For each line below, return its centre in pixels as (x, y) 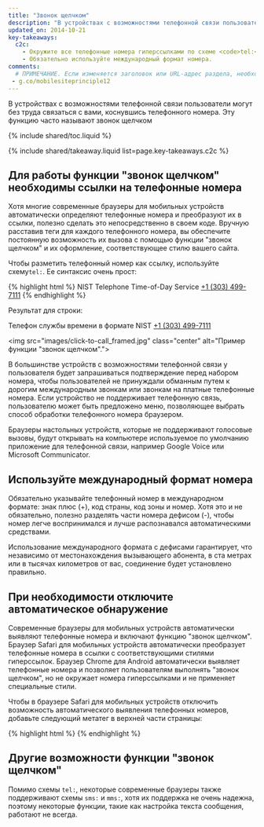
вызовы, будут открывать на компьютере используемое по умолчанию (128, 438)
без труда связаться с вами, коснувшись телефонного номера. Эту (122, 112)
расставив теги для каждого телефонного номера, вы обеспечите (119, 232)
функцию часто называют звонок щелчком (80, 120)
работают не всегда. (43, 814)
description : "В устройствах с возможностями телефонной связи (114, 23)
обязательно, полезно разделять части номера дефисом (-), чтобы (121, 515)
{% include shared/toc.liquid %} (60, 135)
